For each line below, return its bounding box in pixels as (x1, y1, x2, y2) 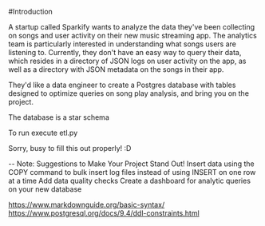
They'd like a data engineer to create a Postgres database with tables (8, 80, 236, 89)
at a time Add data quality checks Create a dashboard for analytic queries (8, 176, 251, 185)
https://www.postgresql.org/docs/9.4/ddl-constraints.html (8, 208, 200, 218)
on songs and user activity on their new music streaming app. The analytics (8, 31, 257, 40)
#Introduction (8, 7, 53, 16)
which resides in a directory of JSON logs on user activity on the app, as (8, 56, 247, 65)
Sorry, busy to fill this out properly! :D (8, 144, 132, 153)
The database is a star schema (8, 113, 109, 122)
